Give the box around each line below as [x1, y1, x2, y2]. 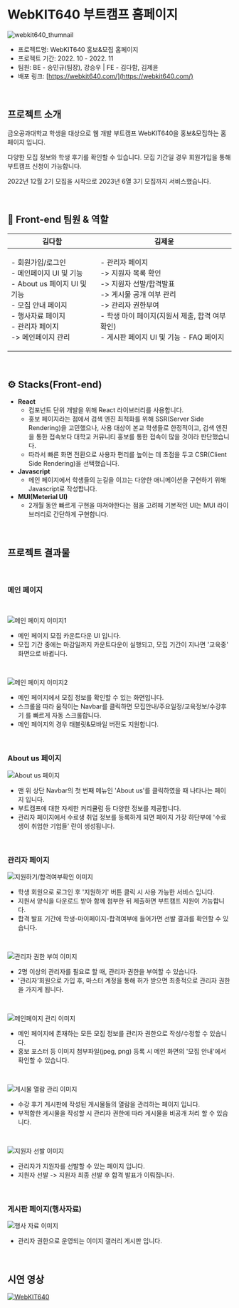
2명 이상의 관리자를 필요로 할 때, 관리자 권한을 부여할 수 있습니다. [17, 968, 198, 976]
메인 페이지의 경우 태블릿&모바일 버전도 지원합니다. [17, 720, 159, 728]
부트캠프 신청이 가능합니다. [7, 162, 82, 170]
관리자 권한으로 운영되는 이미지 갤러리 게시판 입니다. [17, 1237, 162, 1245]
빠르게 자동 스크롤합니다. [33, 711, 102, 720]
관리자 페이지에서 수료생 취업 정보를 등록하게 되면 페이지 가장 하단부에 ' [17, 812, 216, 821]
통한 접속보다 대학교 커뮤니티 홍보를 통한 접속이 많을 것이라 [36, 432, 199, 441]
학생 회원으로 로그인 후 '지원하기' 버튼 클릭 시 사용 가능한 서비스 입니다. [17, 888, 215, 896]
